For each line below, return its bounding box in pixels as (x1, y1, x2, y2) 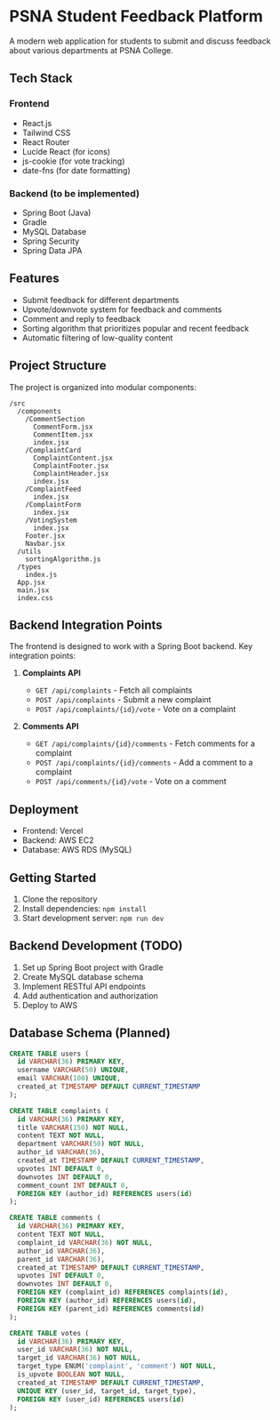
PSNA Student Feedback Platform (9, 6, 264, 27)
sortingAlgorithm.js (25, 554, 101, 564)
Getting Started (9, 870, 97, 886)
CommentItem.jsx (32, 429, 93, 439)
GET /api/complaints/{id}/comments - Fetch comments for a (35, 738, 256, 749)
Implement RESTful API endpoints (21, 981, 147, 991)
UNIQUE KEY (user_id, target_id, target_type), (17, 1386, 197, 1395)
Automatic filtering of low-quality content (21, 332, 173, 343)
